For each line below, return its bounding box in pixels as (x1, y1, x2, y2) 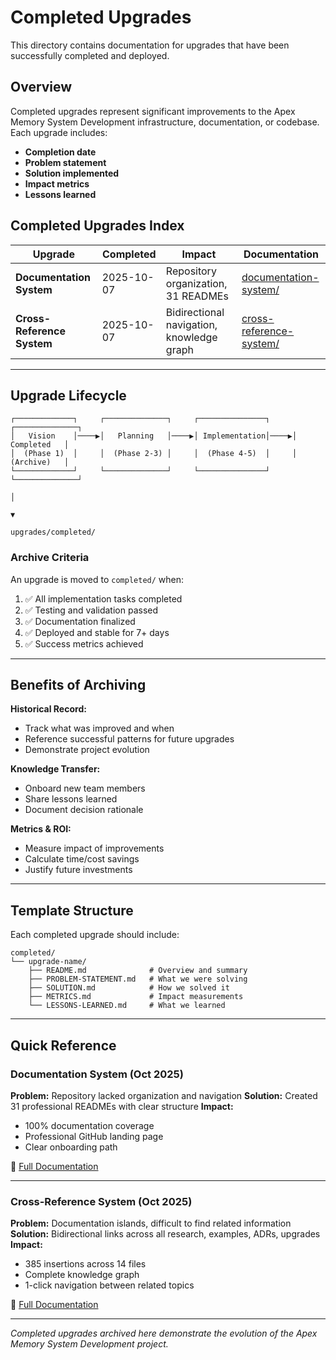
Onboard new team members (24, 782, 146, 795)
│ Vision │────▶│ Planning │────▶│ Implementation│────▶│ (10, 431, 298, 441)
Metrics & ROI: (10, 823, 72, 835)
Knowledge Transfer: (10, 763, 101, 775)
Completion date (24, 146, 97, 158)
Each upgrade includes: (10, 126, 108, 138)
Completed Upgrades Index (10, 217, 185, 235)
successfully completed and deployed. (10, 49, 170, 61)
